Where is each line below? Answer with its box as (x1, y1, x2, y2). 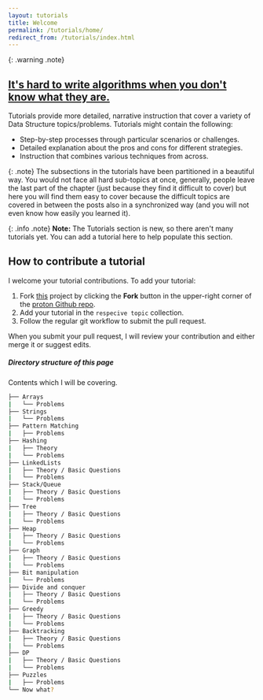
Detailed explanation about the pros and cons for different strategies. (19, 143, 243, 153)
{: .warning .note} (8, 55, 65, 65)
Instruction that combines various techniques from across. (19, 151, 209, 161)
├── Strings (8, 407, 47, 416)
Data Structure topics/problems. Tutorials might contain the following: (8, 120, 233, 129)
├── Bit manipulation (8, 569, 79, 576)
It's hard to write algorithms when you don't (8, 78, 227, 91)
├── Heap (8, 524, 37, 532)
